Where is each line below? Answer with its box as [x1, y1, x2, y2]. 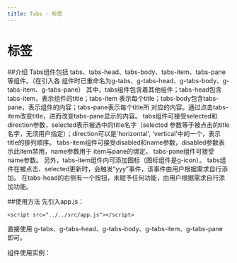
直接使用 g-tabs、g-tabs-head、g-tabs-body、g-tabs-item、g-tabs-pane [7, 224, 223, 233]
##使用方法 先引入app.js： [7, 197, 85, 205]
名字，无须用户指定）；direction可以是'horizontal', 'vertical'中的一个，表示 [7, 129, 221, 137]
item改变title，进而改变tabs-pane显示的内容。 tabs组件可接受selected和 [7, 111, 218, 120]
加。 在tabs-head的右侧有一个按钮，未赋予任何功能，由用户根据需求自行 [7, 173, 219, 182]
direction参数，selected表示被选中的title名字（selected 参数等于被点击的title [7, 121, 230, 129]
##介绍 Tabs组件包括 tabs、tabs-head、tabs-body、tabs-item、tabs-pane [7, 68, 226, 76]
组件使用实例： [7, 248, 51, 257]
